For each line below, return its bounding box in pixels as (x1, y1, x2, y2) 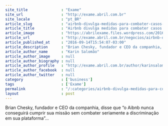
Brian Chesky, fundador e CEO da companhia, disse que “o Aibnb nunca (5, 104, 154, 110)
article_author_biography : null (5, 58, 75, 63)
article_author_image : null (5, 53, 75, 59)
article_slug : (5, 21, 64, 26)
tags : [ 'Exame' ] (5, 81, 86, 86)
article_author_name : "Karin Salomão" (5, 49, 99, 54)
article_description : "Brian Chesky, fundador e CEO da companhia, (5, 44, 162, 49)
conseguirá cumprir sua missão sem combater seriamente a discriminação (5, 110, 159, 116)
